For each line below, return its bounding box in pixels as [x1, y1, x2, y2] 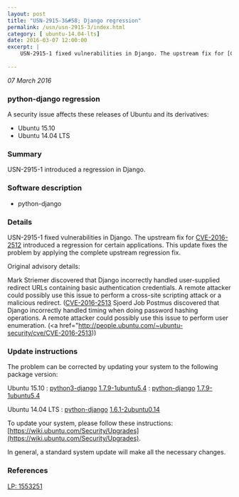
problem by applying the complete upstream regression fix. [7, 248, 181, 257]
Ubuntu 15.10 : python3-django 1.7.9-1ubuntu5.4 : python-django [7, 384, 196, 392]
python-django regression [7, 94, 101, 104]
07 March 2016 [7, 76, 52, 85]
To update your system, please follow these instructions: [7, 419, 173, 427]
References [7, 466, 48, 476]
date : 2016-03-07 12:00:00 [7, 37, 87, 44]
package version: [7, 370, 58, 379]
